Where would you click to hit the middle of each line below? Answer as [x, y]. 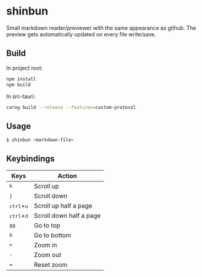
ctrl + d [19, 215]
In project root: [25, 68]
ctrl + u [19, 206]
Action [67, 175]
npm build [19, 85]
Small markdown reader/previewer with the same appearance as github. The [101, 28]
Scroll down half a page [68, 215]
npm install [21, 79]
